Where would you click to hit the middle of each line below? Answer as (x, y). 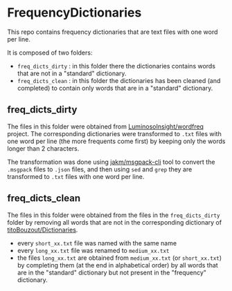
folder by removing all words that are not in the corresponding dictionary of (115, 222)
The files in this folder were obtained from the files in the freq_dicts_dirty (114, 215)
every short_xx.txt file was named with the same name (97, 243)
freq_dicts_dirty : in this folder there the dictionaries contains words (116, 66)
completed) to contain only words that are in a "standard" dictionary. (115, 88)
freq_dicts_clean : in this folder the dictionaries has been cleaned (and (119, 80)
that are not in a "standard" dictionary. (72, 73)
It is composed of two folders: (50, 53)
